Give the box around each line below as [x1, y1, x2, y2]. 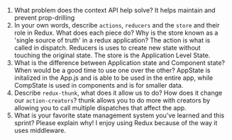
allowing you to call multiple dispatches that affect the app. [13, 104, 187, 112]
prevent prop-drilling [13, 13, 75, 22]
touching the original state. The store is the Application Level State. [13, 51, 211, 59]
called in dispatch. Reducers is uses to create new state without [13, 44, 201, 52]
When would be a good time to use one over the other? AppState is [13, 66, 211, 74]
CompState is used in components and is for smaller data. [13, 81, 184, 89]
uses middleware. [13, 127, 66, 134]
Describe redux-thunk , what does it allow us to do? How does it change [13, 88, 223, 97]
